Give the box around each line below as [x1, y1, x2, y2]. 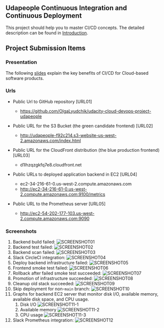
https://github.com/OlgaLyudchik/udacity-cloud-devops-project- [20, 108, 152, 114]
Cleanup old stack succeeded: [12, 281, 75, 287]
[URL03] [12, 152, 30, 158]
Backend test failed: [12, 244, 54, 250]
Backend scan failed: [12, 249, 55, 255]
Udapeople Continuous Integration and [5, 4, 127, 12]
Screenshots [5, 228, 37, 235]
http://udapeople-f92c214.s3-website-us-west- [20, 132, 117, 138]
